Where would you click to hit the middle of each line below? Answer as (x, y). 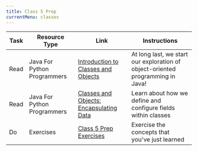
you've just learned (158, 139)
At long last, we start (160, 54)
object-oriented (154, 69)
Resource (51, 37)
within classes (151, 115)
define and (146, 100)
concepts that (151, 132)
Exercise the (149, 125)
